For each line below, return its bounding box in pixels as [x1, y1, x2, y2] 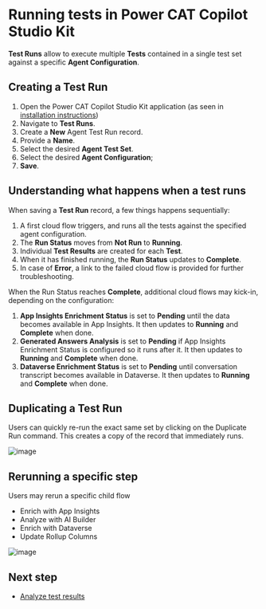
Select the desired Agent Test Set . [19, 143, 134, 153]
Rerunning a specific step [8, 470, 139, 483]
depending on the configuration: [8, 295, 114, 304]
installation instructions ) [19, 110, 99, 120]
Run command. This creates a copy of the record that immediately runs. [8, 431, 244, 441]
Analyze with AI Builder [19, 515, 96, 525]
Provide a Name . [19, 136, 76, 145]
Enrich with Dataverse [19, 524, 92, 533]
